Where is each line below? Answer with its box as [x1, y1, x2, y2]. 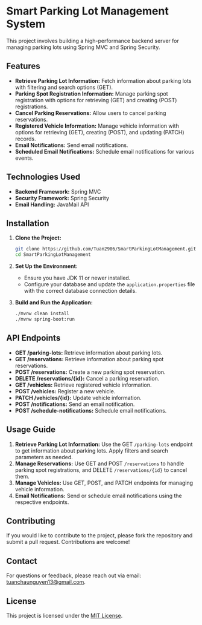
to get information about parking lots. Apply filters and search [14, 447, 168, 454]
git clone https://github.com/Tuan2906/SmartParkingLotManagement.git [14, 246, 197, 252]
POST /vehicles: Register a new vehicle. [14, 387, 116, 394]
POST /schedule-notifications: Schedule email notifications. [14, 407, 167, 414]
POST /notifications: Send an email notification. [14, 401, 135, 408]
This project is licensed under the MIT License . [6, 612, 123, 619]
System [6, 17, 46, 31]
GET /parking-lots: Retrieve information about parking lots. [14, 349, 163, 356]
